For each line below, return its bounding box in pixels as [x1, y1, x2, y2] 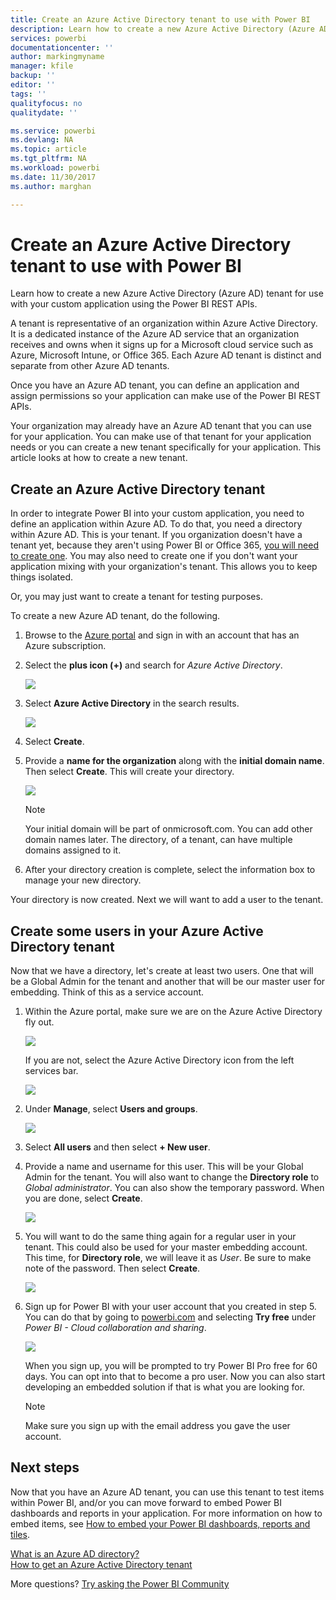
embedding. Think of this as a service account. [10, 986, 205, 998]
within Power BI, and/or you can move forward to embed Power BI [10, 1496, 282, 1508]
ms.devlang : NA [10, 135, 74, 145]
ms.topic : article [10, 144, 87, 155]
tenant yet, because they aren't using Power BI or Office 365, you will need [10, 539, 320, 551]
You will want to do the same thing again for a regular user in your [24, 1231, 297, 1243]
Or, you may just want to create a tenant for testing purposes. [10, 591, 263, 603]
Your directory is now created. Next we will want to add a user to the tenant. [10, 894, 324, 906]
